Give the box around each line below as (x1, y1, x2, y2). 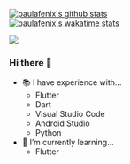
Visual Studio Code (34, 109, 105, 120)
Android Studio (34, 118, 90, 129)
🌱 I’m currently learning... (21, 137, 114, 148)
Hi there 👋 (9, 56, 53, 68)
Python (34, 128, 62, 138)
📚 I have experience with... (21, 77, 122, 88)
